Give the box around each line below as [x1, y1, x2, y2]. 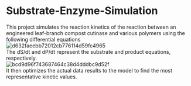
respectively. [6, 54, 37, 61]
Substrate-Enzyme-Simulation [6, 4, 158, 18]
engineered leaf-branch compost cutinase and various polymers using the [6, 29, 186, 36]
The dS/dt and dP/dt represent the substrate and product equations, [6, 48, 171, 55]
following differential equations [6, 36, 81, 43]
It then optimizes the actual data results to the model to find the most [6, 67, 173, 74]
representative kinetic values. [6, 73, 77, 80]
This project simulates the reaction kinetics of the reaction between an [6, 23, 176, 30]
